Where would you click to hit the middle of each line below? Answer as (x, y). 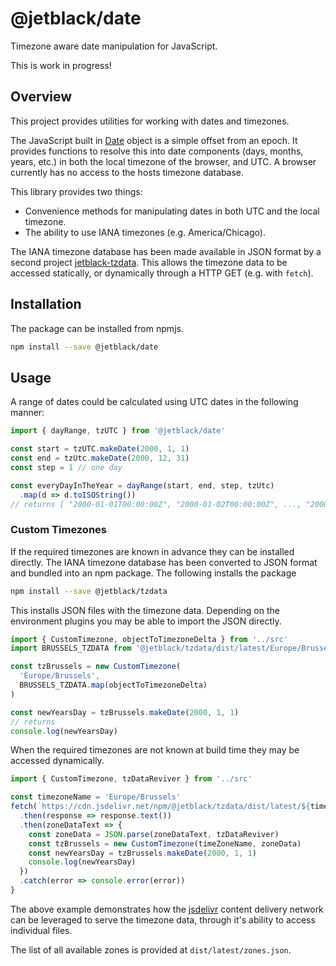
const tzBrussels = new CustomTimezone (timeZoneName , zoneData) (165, 843)
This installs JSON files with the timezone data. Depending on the (145, 610)
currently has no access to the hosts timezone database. (127, 172)
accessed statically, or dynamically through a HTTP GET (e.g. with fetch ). (162, 273)
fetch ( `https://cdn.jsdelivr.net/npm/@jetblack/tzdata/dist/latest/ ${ (160, 807)
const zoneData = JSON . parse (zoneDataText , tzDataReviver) (154, 834)
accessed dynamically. (57, 761)
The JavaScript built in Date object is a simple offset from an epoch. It (154, 140)
